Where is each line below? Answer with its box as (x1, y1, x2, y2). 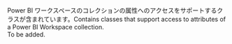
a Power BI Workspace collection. (7, 23, 104, 31)
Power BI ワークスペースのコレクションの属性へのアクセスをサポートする (7, 6, 217, 15)
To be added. (7, 30, 45, 38)
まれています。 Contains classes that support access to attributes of (31, 15, 226, 23)
